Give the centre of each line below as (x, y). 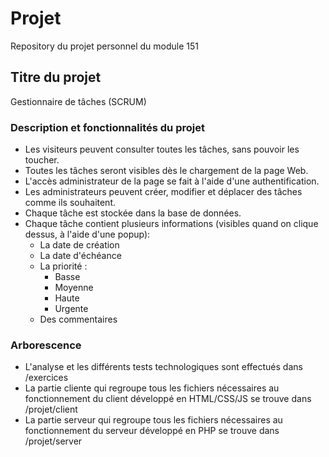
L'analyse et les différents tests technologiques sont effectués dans (163, 367)
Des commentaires (78, 319)
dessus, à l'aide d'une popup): (87, 234)
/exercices (46, 378)
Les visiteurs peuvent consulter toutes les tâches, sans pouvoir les (162, 149)
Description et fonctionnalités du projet (107, 127)
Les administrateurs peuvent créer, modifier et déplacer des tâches (163, 192)
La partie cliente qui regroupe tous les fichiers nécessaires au (152, 388)
